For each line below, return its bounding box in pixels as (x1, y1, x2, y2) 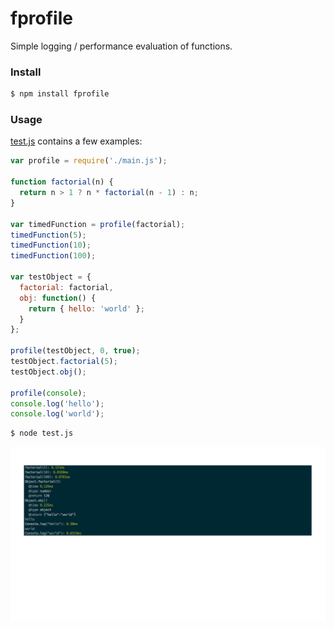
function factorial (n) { (10, 177, 114, 187)
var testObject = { (10, 272, 92, 282)
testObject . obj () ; (10, 367, 87, 377)
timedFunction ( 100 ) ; (10, 251, 97, 261)
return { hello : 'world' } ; (28, 303, 145, 314)
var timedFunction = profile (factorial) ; (10, 219, 186, 229)
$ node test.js (10, 428, 74, 439)
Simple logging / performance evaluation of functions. (10, 40, 233, 52)
